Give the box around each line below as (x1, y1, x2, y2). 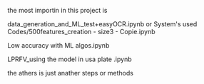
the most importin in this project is (7, 6, 108, 14)
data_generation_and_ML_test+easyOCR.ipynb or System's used (7, 20, 198, 28)
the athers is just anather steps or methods (7, 69, 134, 77)
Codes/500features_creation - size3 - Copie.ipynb (7, 28, 155, 36)
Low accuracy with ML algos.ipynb (7, 41, 110, 49)
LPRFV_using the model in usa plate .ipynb (7, 55, 132, 63)
